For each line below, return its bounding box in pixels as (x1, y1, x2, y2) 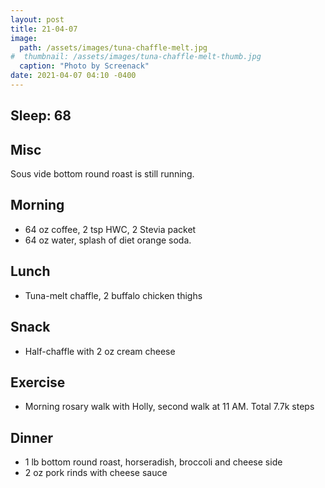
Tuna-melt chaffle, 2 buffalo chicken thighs (24, 289, 203, 301)
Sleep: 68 (10, 107, 72, 125)
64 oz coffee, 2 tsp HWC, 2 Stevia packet (24, 223, 197, 235)
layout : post (10, 14, 65, 25)
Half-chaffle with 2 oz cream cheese (24, 345, 176, 357)
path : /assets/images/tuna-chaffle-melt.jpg (19, 42, 208, 53)
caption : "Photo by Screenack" (19, 61, 150, 71)
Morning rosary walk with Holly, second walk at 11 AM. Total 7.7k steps (24, 401, 315, 413)
